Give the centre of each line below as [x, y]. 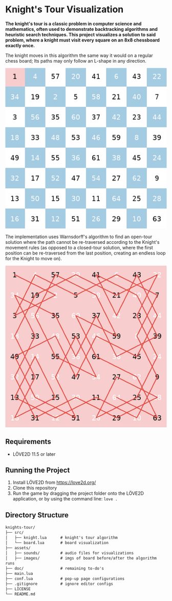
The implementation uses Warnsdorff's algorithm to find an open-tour [79, 237]
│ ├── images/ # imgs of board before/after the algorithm [81, 558]
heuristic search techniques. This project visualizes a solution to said [81, 34]
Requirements [28, 442]
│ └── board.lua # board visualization [57, 543]
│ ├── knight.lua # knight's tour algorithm [61, 538]
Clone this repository [35, 488]
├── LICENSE [18, 589]
